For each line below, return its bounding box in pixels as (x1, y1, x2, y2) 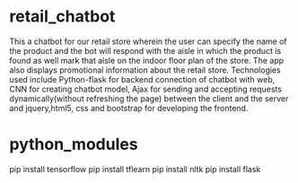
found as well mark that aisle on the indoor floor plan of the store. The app (9, 55, 285, 65)
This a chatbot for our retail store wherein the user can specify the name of (9, 36, 287, 47)
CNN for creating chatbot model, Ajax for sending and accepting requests (9, 83, 283, 94)
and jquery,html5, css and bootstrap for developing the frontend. (9, 102, 249, 113)
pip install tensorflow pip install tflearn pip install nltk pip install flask (9, 163, 261, 174)
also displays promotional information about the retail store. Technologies (9, 65, 281, 75)
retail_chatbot (9, 6, 116, 27)
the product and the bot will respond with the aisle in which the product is (9, 45, 282, 56)
